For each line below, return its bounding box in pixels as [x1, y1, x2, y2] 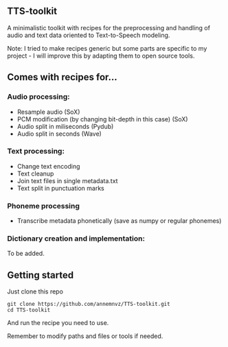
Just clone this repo [7, 287, 64, 296]
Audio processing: [7, 92, 70, 101]
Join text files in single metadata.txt [16, 176, 118, 184]
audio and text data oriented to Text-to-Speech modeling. [7, 31, 170, 39]
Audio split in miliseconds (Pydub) [16, 122, 114, 130]
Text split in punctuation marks [16, 184, 104, 192]
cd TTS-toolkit [7, 307, 51, 314]
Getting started [7, 269, 74, 280]
